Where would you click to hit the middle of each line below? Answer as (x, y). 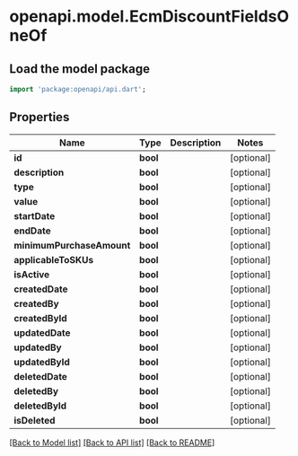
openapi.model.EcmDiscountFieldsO (149, 17)
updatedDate (42, 332)
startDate (35, 215)
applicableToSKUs (54, 259)
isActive (32, 274)
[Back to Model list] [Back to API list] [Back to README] (112, 443)
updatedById (42, 362)
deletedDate (40, 376)
